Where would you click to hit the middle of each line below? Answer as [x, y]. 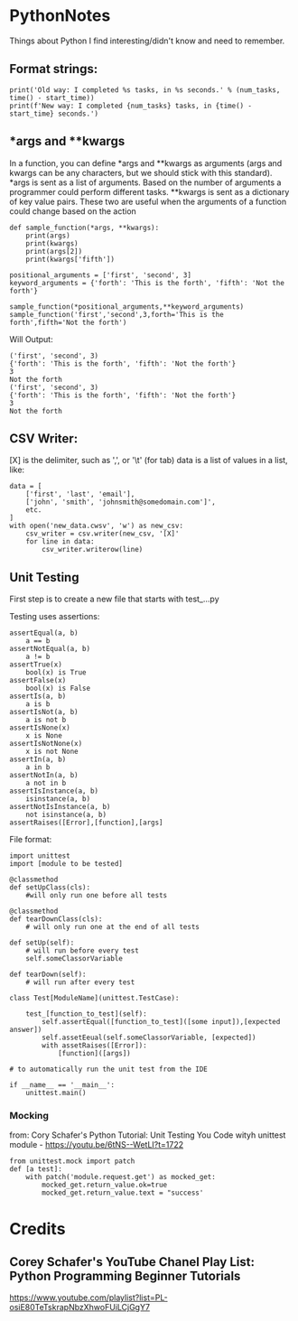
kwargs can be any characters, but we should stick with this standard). [141, 172]
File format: [31, 840]
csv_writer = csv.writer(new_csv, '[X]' [102, 534]
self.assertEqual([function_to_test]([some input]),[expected [161, 1022]
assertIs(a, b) [38, 696]
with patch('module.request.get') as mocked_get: [121, 1177]
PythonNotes [60, 16]
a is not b [46, 720]
